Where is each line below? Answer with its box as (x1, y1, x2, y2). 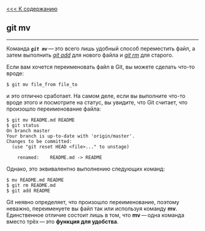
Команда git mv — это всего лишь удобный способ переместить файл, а (6, 45, 195, 52)
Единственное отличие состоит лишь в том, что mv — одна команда (6, 211, 185, 219)
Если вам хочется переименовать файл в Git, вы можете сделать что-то (6, 63, 195, 70)
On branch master (6, 128, 51, 134)
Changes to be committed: (6, 138, 72, 144)
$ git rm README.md (6, 182, 56, 188)
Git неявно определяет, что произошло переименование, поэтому (6, 198, 180, 205)
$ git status (6, 122, 40, 128)
